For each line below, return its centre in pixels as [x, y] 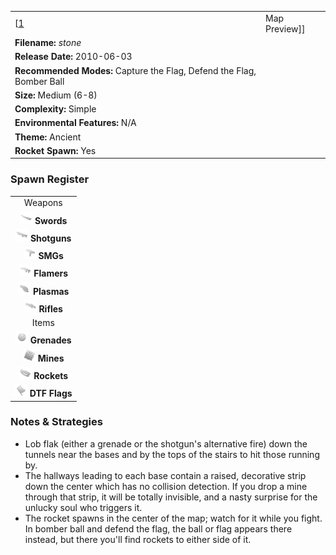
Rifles [50, 308]
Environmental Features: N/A [75, 123]
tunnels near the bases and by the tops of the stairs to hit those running [172, 454]
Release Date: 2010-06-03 [73, 57]
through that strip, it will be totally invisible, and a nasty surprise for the [171, 497]
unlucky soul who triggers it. [83, 507]
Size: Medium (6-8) [56, 95]
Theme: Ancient [48, 137]
